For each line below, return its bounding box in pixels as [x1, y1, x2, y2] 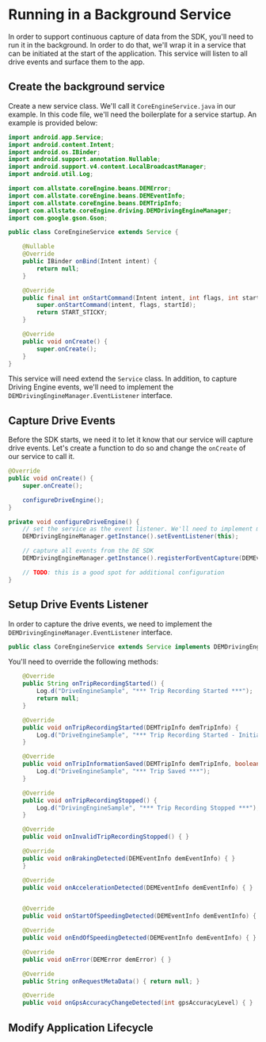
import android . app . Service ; [8, 133, 104, 141]
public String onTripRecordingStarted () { [22, 680, 165, 688]
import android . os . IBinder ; [8, 148, 101, 156]
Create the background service [8, 80, 165, 94]
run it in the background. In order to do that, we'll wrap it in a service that [8, 40, 246, 49]
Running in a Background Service [8, 6, 232, 24]
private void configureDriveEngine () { [8, 518, 140, 526]
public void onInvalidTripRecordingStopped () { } [22, 833, 190, 841]
